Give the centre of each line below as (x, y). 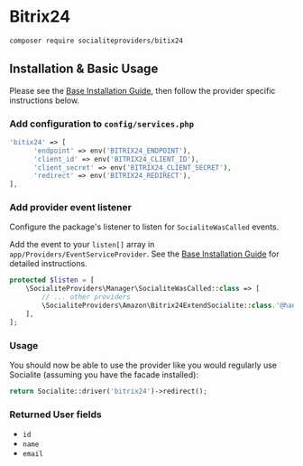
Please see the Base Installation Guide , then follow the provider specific (142, 90)
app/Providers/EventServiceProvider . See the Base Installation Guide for (144, 254)
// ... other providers (86, 297)
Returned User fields (55, 415)
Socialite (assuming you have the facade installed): (104, 375)
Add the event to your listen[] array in (82, 245)
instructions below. (44, 100)
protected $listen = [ (52, 280)
